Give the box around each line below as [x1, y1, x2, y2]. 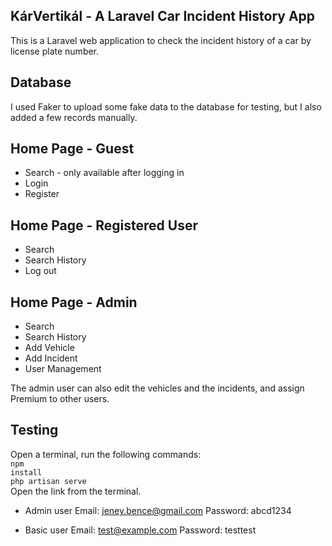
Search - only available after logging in [24, 167, 185, 179]
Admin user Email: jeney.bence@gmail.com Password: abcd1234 [24, 504, 292, 516]
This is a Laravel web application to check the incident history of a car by [10, 34, 312, 46]
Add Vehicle [24, 342, 75, 354]
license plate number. [10, 45, 100, 57]
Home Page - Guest [10, 140, 135, 158]
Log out [24, 265, 57, 277]
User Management [24, 363, 102, 375]
